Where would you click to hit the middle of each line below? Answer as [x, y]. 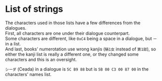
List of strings [34, 9]
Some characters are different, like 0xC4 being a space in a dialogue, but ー [81, 39]
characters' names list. [28, 74]
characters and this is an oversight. [41, 59]
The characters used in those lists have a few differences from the [73, 23]
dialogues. [16, 28]
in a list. [13, 43]
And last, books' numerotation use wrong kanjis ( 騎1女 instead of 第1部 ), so [81, 49]
